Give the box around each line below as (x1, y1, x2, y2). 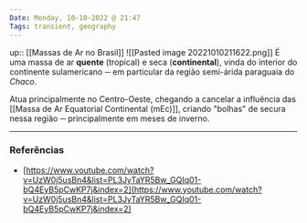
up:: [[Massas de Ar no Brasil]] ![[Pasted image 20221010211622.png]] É (9, 46, 281, 57)
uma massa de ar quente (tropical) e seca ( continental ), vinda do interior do (9, 56, 298, 67)
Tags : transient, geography (9, 22, 117, 31)
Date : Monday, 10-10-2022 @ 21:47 (9, 13, 142, 23)
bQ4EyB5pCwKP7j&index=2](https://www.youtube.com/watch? (22, 184, 262, 195)
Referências (9, 144, 65, 157)
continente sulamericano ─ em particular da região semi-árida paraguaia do (9, 66, 295, 77)
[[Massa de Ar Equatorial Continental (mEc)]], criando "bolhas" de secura (9, 103, 286, 114)
